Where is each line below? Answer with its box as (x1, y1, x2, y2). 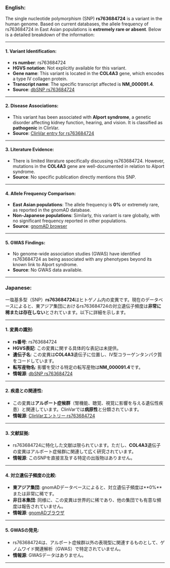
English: (5, 4, 26, 11)
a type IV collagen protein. (12, 76, 68, 82)
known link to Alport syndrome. (12, 262, 78, 268)
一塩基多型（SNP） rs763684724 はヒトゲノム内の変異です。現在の (5, 296, 146, 303)
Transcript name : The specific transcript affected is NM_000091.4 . (12, 81, 154, 87)
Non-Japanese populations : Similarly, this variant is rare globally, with (12, 212, 160, 219)
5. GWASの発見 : (5, 527, 39, 534)
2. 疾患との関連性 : (5, 387, 43, 394)
